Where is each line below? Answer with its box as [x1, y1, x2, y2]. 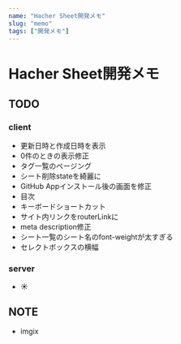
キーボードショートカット [19, 202, 106, 212]
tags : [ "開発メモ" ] [8, 27, 70, 35]
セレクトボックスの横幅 [19, 243, 99, 252]
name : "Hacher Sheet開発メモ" [8, 11, 106, 20]
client [8, 121, 32, 132]
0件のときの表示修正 [19, 151, 89, 161]
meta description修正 [19, 222, 92, 232]
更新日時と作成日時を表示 [19, 141, 106, 151]
